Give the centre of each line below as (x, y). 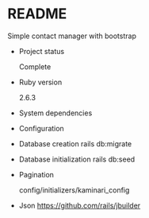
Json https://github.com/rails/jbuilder (80, 205)
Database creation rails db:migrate (75, 143)
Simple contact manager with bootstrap (72, 36)
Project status (42, 51)
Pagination (36, 174)
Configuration (41, 128)
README (37, 14)
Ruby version (40, 82)
